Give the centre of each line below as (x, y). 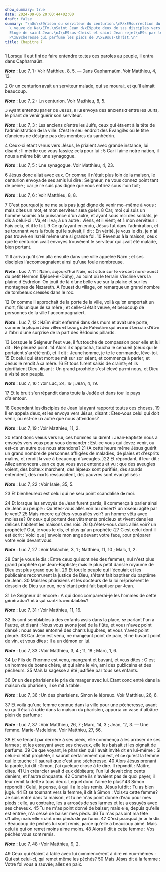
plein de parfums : (24, 715)
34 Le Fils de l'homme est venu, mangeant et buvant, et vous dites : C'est (80, 660)
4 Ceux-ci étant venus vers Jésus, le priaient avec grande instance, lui (77, 145)
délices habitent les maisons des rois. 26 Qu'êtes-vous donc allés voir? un (81, 524)
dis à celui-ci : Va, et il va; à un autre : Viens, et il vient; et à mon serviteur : (81, 220)
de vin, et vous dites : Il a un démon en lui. (48, 641)
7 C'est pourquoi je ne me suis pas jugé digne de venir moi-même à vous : (81, 205)
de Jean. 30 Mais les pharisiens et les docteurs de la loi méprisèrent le (77, 580)
